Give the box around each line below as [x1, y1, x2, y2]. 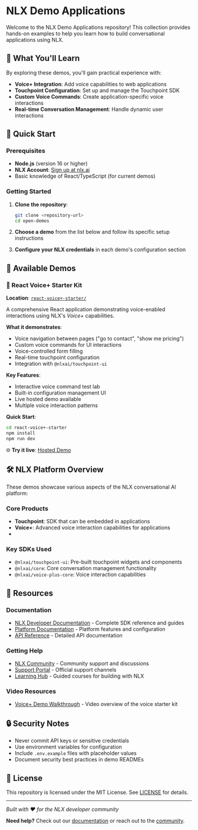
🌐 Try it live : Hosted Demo [6, 446, 71, 453]
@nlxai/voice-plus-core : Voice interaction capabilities [14, 571, 146, 578]
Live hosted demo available [14, 396, 81, 403]
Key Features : [6, 372, 41, 379]
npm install [6, 430, 35, 437]
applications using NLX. [6, 36, 64, 43]
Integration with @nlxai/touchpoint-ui [14, 360, 107, 367]
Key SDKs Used [6, 545, 52, 553]
